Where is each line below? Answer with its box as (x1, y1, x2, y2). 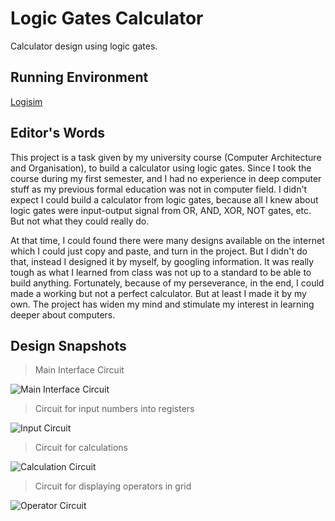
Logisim (10, 95, 43, 107)
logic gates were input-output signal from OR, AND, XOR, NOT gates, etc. (10, 204, 312, 216)
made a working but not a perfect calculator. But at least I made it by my (10, 287, 307, 299)
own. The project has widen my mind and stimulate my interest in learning (10, 298, 315, 310)
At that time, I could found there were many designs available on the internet (10, 234, 325, 246)
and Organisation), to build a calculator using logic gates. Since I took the (10, 162, 312, 174)
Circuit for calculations (34, 442, 128, 454)
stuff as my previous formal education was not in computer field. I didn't (10, 183, 308, 195)
